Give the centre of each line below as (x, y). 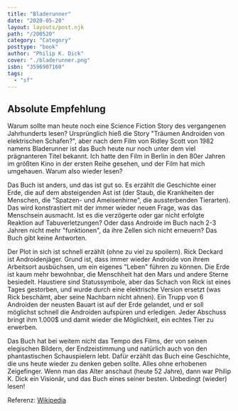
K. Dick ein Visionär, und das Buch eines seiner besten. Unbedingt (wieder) (117, 379)
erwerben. (22, 327)
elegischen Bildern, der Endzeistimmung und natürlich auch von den (107, 348)
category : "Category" (39, 41)
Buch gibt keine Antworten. (47, 238)
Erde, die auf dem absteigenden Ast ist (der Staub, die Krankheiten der (111, 193)
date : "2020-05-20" (36, 21)
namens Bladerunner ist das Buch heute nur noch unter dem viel (102, 149)
